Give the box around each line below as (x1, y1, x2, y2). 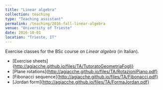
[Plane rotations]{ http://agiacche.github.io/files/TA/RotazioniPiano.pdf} (12, 68, 158, 74)
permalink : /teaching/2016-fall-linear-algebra (5, 21, 106, 26)
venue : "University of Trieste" (5, 26, 72, 31)
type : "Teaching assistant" (5, 16, 64, 21)
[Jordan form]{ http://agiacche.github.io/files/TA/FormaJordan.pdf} (12, 79, 150, 85)
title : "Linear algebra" (5, 7, 57, 12)
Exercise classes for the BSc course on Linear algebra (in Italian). (5, 48, 139, 54)
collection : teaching (5, 12, 50, 17)
